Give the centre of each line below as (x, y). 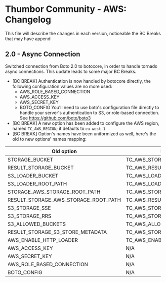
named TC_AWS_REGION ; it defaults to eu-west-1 (59, 128)
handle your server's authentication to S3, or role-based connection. (89, 113)
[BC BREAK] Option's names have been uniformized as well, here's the (84, 134)
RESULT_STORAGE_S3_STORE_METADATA (57, 232)
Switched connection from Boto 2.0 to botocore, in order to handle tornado (81, 66)
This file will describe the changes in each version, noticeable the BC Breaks (83, 33)
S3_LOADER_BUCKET (33, 175)
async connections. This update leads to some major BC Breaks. (71, 71)
